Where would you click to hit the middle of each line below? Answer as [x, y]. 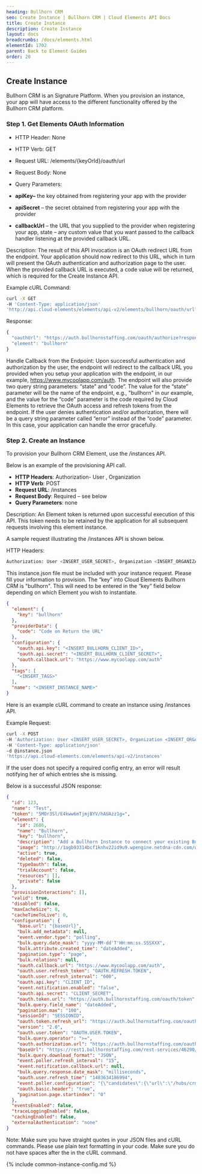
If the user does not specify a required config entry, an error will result [93, 768]
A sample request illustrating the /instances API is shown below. [85, 539]
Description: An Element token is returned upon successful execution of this [100, 514]
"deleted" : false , [40, 859]
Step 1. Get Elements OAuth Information [65, 124]
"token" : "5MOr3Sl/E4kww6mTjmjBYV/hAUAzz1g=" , [71, 814]
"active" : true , [38, 853]
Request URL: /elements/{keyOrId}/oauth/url [70, 161]
